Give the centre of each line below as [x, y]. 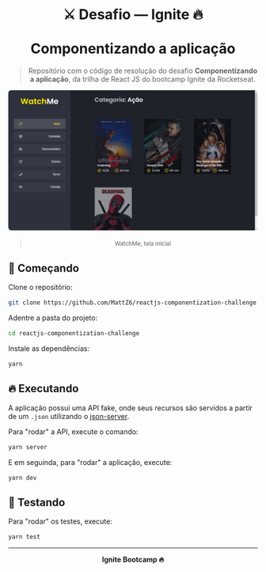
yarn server [28, 447]
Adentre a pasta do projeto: [53, 318]
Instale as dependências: [49, 349]
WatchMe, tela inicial [143, 244]
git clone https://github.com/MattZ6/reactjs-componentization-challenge [133, 303]
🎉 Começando [44, 268]
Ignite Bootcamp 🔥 [133, 559]
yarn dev [23, 478]
